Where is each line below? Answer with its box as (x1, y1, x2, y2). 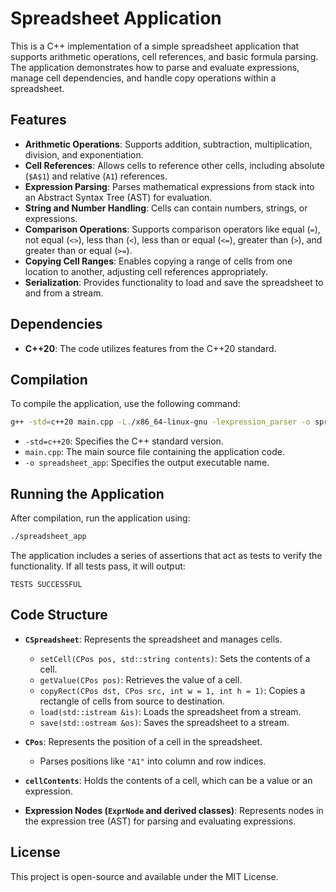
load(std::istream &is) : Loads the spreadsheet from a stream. (39, 705, 302, 717)
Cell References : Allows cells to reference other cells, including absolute (24, 159, 325, 171)
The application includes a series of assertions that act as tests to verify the (10, 549, 323, 561)
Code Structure (10, 607, 108, 624)
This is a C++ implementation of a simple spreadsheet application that (10, 40, 300, 52)
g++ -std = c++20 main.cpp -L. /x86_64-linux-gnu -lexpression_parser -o (10, 417, 311, 427)
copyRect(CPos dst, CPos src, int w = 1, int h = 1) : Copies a (39, 684, 306, 696)
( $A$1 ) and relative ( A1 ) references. (24, 170, 168, 182)
